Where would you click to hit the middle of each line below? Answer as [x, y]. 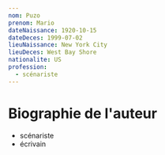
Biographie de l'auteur [83, 113]
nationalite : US [35, 60]
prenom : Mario [32, 23]
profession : [28, 67]
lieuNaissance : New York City [58, 45]
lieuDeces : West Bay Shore [52, 52]
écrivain [33, 144]
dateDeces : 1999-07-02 [45, 38]
